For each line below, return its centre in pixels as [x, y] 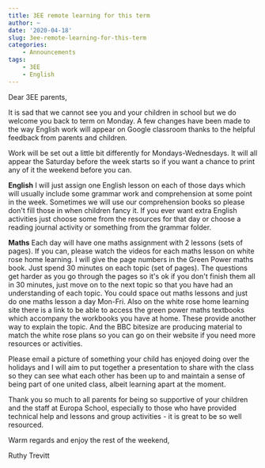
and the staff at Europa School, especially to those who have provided [123, 408]
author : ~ [25, 23]
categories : [28, 45]
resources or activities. [45, 343]
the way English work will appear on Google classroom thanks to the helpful [132, 129]
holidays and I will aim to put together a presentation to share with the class [131, 367]
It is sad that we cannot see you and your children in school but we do [122, 112]
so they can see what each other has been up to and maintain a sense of [127, 375]
